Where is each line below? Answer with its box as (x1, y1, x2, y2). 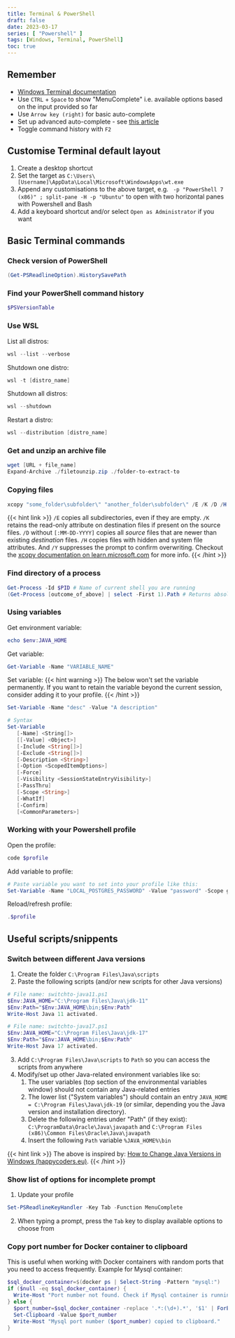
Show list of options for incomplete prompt (7, 1175, 156, 1184)
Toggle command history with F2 (17, 124, 112, 133)
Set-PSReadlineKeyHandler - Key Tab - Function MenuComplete (7, 1204, 183, 1211)
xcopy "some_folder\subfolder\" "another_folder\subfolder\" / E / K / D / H (7, 501, 227, 508)
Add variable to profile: (7, 867, 73, 876)
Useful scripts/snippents (7, 932, 118, 944)
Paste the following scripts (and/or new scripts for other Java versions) (17, 977, 222, 986)
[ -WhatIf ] (16, 795, 45, 802)
